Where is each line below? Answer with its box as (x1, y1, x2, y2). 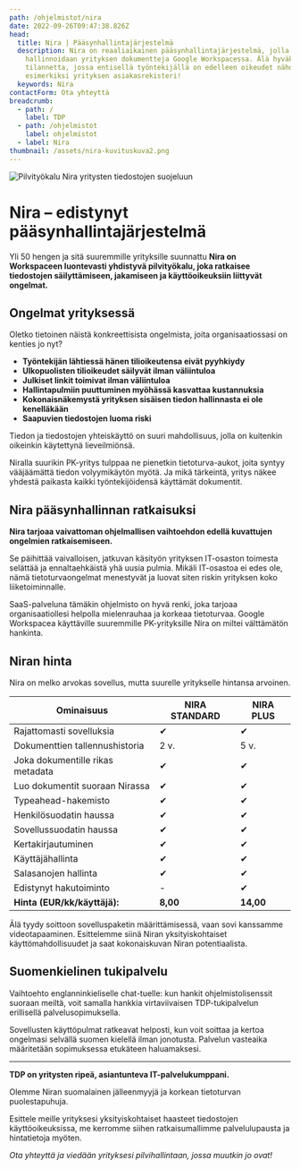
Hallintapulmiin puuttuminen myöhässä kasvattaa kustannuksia (21, 384, 264, 395)
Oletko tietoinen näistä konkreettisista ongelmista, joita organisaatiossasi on (9, 329, 288, 340)
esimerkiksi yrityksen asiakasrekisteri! (25, 72, 181, 81)
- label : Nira (17, 138, 70, 147)
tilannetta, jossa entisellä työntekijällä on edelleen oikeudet (25, 64, 274, 73)
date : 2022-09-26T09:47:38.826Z (9, 21, 129, 30)
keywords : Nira (17, 80, 74, 89)
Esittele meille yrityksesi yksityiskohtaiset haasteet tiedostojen (9, 1113, 238, 1124)
